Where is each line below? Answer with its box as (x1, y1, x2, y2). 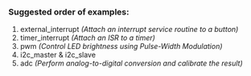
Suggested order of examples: (8, 6, 130, 18)
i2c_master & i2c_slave (19, 50, 97, 60)
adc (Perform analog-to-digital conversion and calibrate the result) (19, 58, 243, 68)
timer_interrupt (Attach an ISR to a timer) (19, 33, 155, 42)
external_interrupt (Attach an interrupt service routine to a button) (19, 25, 239, 34)
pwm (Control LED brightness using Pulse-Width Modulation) (19, 42, 223, 51)
